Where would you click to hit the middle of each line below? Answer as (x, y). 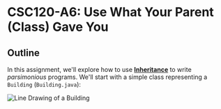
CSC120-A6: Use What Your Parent (110, 12)
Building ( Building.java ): (44, 84)
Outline (23, 53)
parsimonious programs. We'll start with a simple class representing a (107, 77)
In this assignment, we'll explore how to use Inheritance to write (99, 70)
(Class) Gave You (58, 27)
